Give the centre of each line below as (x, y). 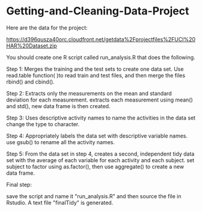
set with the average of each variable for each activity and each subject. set (100, 160)
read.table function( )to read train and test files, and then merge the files (96, 75)
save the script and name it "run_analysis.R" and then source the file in (94, 196)
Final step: (19, 184)
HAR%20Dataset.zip (32, 46)
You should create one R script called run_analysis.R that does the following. (101, 57)
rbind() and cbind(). (31, 82)
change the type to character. (43, 124)
